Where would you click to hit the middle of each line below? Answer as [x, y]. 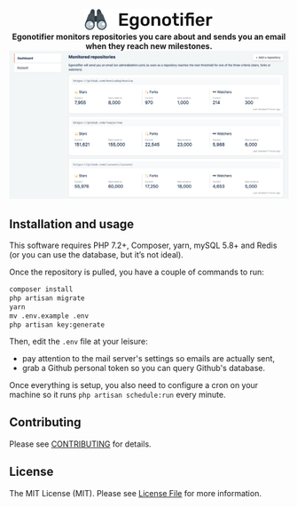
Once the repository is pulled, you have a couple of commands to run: [137, 272]
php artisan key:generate [57, 325]
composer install [41, 289]
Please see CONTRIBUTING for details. [81, 444]
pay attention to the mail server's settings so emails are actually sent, [148, 359]
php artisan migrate [47, 298]
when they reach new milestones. [149, 46]
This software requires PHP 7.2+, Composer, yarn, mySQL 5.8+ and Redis [143, 246]
